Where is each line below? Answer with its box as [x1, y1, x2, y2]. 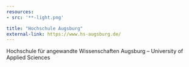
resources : [6, 8, 34, 15]
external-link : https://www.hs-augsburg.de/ [6, 31, 121, 37]
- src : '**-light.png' [6, 14, 64, 21]
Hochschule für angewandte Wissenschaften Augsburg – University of [6, 48, 184, 55]
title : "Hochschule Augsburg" [6, 25, 84, 31]
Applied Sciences [6, 54, 51, 61]
